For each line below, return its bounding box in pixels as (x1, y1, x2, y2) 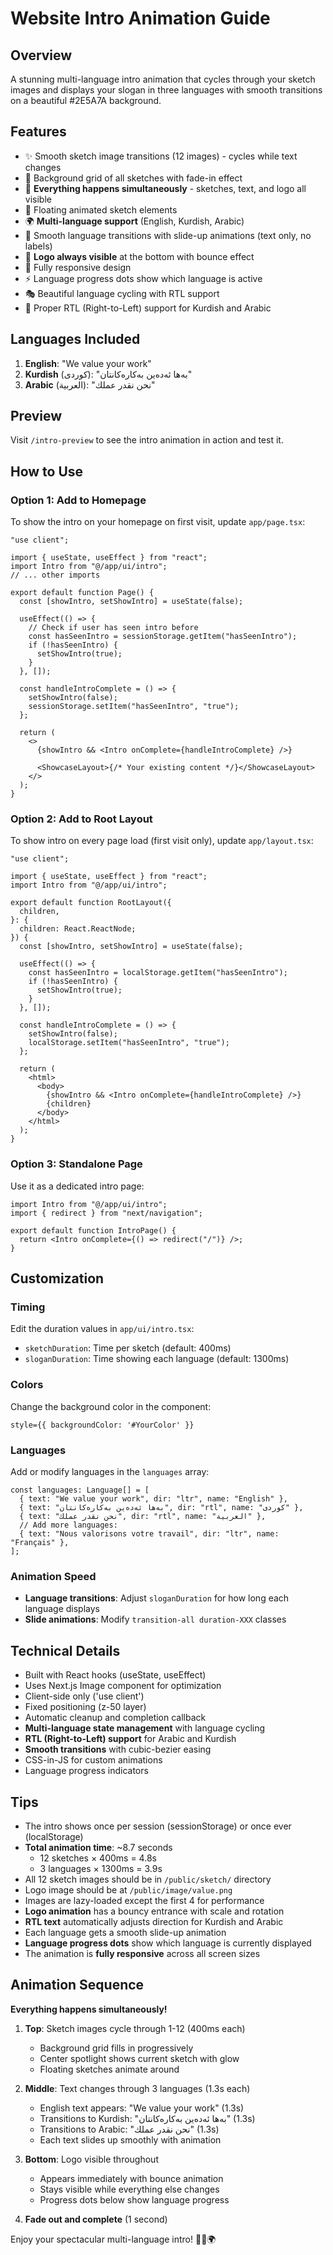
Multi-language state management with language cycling (24, 1722, 266, 1734)
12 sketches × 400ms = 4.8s (39, 1852, 157, 1864)
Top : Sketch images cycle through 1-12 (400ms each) (24, 2022, 246, 2034)
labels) (24, 240, 53, 252)
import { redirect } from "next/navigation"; (10, 1208, 203, 1218)
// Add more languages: (19, 1520, 118, 1530)
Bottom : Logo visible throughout (24, 2153, 159, 2165)
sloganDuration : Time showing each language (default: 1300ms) (24, 1353, 290, 1365)
